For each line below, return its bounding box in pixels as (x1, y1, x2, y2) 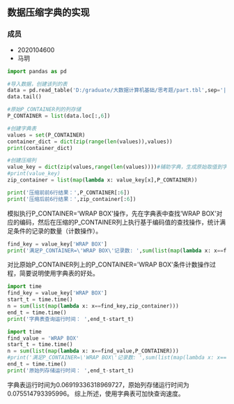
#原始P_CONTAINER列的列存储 (7, 106, 81, 113)
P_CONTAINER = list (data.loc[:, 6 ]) (7, 112, 111, 120)
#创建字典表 (7, 125, 37, 132)
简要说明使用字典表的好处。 (19, 269, 99, 278)
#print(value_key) (7, 170, 61, 177)
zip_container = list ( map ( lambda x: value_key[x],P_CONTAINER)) (7, 177, 198, 184)
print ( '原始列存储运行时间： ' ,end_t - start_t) (7, 367, 134, 374)
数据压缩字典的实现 (7, 6, 90, 19)
